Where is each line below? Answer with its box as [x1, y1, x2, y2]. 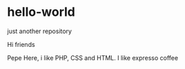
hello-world [7, 4, 76, 20]
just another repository [7, 27, 72, 35]
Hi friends [7, 40, 36, 48]
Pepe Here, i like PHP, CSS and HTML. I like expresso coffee [7, 53, 178, 62]
